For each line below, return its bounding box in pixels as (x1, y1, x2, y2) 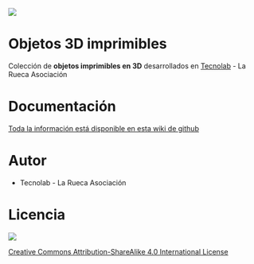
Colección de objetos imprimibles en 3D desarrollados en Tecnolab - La (8, 60, 247, 71)
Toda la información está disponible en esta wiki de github (8, 123, 199, 133)
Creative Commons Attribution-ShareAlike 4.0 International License (8, 247, 229, 256)
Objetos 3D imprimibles (8, 35, 167, 53)
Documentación (8, 98, 117, 115)
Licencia (8, 206, 66, 223)
